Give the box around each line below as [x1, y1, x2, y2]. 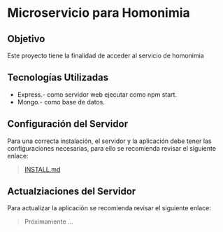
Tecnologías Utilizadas [7, 71, 109, 83]
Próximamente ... [24, 217, 73, 226]
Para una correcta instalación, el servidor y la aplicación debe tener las [7, 137, 212, 145]
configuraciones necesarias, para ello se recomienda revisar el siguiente [7, 144, 217, 152]
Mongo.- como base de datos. [17, 97, 105, 106]
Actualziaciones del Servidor [7, 186, 136, 198]
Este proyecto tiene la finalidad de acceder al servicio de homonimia [7, 51, 204, 60]
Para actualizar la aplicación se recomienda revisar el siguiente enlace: [7, 204, 211, 212]
